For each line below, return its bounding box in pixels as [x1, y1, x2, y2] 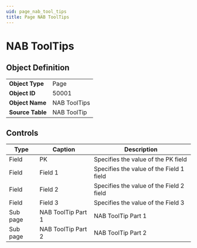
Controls [6, 128, 39, 138]
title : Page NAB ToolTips [6, 14, 69, 20]
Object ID [9, 89, 36, 97]
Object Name [9, 98, 47, 106]
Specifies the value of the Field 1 [93, 165, 185, 173]
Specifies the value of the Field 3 [93, 199, 185, 207]
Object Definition [6, 63, 70, 73]
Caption [52, 145, 75, 153]
